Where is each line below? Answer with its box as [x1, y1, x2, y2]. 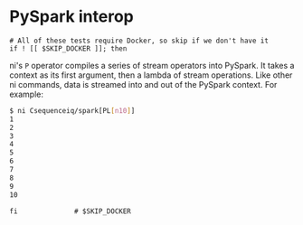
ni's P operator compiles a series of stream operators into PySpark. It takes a [9, 60, 295, 70]
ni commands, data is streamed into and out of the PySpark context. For [9, 79, 278, 89]
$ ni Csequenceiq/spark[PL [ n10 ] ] [9, 106, 136, 115]
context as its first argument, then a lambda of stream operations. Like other [9, 70, 293, 80]
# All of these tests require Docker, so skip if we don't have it [9, 36, 270, 45]
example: [9, 89, 43, 99]
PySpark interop [9, 6, 134, 27]
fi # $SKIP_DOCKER [9, 206, 131, 216]
